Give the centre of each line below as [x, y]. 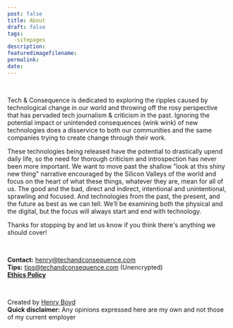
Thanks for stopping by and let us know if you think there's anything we [112, 225]
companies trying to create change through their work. [87, 138]
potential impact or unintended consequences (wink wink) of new [103, 122]
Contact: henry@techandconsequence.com [72, 260]
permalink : [23, 60]
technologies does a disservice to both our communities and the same [109, 130]
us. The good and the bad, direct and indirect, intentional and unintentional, [117, 188]
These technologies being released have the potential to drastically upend [115, 151]
